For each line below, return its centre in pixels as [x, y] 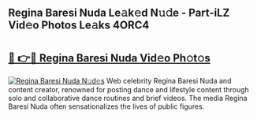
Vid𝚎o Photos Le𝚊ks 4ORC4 [79, 26]
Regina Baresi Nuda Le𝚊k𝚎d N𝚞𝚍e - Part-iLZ [119, 13]
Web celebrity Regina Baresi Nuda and [169, 81]
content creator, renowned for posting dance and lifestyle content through [129, 89]
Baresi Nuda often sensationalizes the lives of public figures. [106, 106]
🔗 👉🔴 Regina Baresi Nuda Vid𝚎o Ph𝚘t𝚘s [109, 58]
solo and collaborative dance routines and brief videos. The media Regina [128, 98]
